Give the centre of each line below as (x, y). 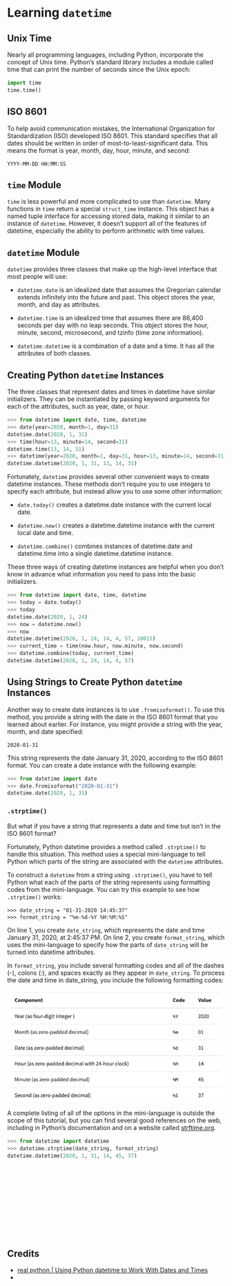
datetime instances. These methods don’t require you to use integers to (109, 484)
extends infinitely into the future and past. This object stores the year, (116, 298)
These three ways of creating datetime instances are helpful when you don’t (116, 567)
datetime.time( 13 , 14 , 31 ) (46, 449)
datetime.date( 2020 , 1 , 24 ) (48, 617)
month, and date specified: (46, 731)
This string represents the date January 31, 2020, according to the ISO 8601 (115, 758)
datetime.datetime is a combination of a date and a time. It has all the (116, 346)
